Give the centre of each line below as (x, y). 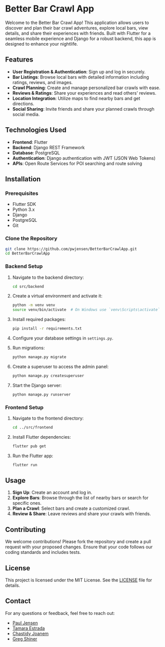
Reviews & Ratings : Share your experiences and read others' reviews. (84, 93)
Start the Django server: (37, 385)
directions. (23, 104)
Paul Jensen (25, 623)
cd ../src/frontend (33, 428)
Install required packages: (39, 319)
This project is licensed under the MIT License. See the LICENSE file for (79, 580)
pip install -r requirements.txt (47, 329)
